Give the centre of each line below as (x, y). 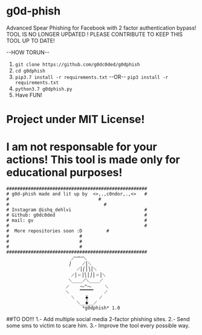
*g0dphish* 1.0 (101, 308)
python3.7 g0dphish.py (44, 89)
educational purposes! (64, 173)
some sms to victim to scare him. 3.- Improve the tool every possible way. (98, 326)
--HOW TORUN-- (28, 52)
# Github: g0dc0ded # (77, 215)
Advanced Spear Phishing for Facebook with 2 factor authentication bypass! (101, 28)
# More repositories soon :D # (58, 231)
